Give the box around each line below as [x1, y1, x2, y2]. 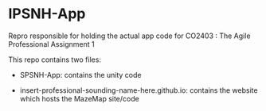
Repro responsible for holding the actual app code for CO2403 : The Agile [8, 31, 251, 40]
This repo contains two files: [8, 55, 102, 64]
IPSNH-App [8, 5, 86, 23]
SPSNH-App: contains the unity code [19, 70, 142, 79]
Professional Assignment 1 [8, 39, 95, 48]
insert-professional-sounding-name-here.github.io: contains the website [19, 85, 258, 95]
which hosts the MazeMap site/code [19, 94, 139, 103]
